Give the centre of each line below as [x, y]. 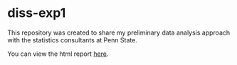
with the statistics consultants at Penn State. [72, 40]
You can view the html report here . [58, 54]
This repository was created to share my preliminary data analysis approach [119, 32]
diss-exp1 [37, 13]
